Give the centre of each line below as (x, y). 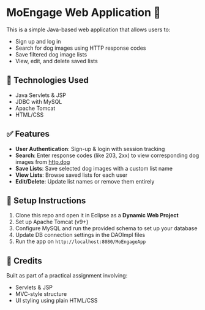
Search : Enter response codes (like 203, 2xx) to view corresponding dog (107, 155)
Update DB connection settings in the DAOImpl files (80, 235)
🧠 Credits (24, 261)
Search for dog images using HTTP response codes (80, 48)
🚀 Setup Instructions (46, 200)
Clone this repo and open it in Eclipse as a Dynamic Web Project (97, 215)
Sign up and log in (38, 41)
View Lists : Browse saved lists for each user (71, 175)
